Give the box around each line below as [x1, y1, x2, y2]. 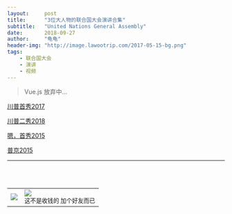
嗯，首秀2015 [7, 131, 46, 140]
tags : [7, 49, 23, 56]
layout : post [7, 10, 57, 17]
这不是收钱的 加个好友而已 [24, 197, 95, 204]
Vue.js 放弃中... [23, 87, 68, 96]
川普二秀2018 [7, 116, 46, 125]
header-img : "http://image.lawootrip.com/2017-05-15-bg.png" [7, 42, 187, 49]
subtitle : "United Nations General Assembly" [7, 23, 147, 30]
